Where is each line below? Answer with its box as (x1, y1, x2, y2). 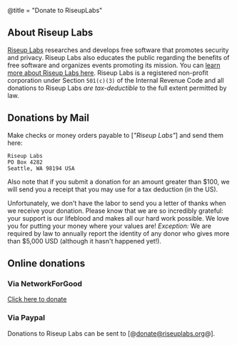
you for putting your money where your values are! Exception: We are (7, 221, 212, 230)
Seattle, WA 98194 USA (7, 164, 75, 172)
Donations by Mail (7, 112, 89, 124)
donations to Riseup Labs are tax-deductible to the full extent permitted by (7, 84, 227, 92)
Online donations (7, 257, 86, 270)
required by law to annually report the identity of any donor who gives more (7, 229, 230, 238)
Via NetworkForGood (7, 279, 83, 289)
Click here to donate (7, 295, 67, 304)
